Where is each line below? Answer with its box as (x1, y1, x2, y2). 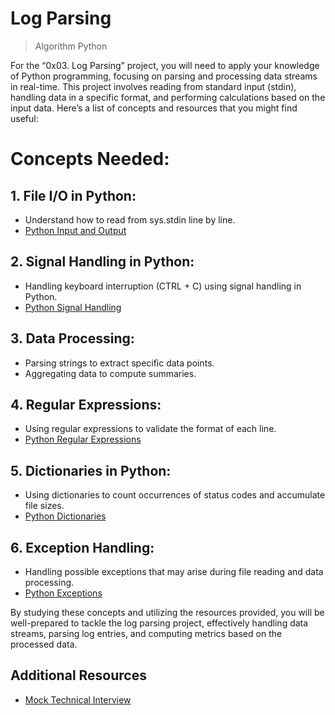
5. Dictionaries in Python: (10, 462, 172, 479)
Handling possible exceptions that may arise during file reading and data (24, 566, 324, 577)
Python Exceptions (24, 587, 103, 599)
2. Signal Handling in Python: (10, 253, 195, 271)
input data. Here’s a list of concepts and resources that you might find (10, 102, 298, 114)
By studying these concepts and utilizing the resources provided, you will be (10, 607, 325, 618)
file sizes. (24, 500, 65, 512)
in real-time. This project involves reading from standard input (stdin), (10, 80, 297, 92)
